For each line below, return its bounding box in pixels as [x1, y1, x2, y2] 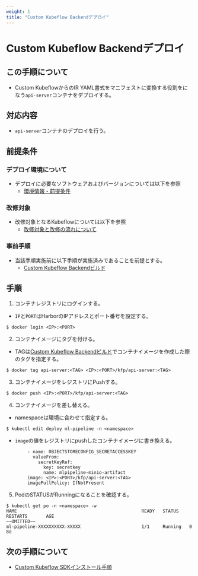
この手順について [6, 67, 69, 77]
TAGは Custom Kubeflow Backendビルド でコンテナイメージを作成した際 [14, 348, 190, 355]
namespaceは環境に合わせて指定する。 [14, 414, 111, 421]
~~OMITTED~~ [6, 518, 36, 525]
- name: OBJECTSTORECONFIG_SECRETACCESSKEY [27, 449, 136, 455]
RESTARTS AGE [6, 514, 55, 520]
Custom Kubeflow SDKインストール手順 [14, 564, 112, 571]
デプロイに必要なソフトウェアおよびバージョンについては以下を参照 [14, 180, 181, 187]
